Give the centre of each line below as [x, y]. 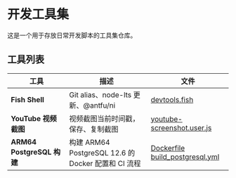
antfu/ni [103, 105]
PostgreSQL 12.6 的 [102, 153]
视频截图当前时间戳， [104, 118]
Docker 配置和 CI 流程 [105, 163]
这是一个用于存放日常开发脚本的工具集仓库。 [72, 35]
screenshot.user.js [181, 127]
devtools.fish [172, 99]
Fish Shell [27, 99]
